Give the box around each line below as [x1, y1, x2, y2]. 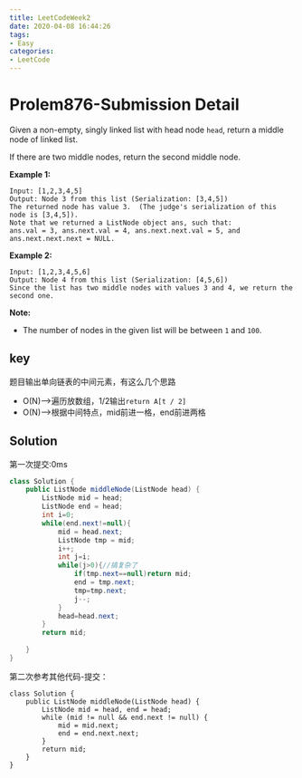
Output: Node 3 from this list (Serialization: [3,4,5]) [9, 194, 229, 204]
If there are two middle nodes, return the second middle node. [9, 151, 241, 162]
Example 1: [9, 168, 52, 179]
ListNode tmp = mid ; [57, 535, 136, 544]
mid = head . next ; [57, 527, 124, 536]
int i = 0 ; [42, 511, 75, 520]
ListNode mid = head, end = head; [42, 705, 172, 714]
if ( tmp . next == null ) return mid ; [73, 570, 193, 579]
